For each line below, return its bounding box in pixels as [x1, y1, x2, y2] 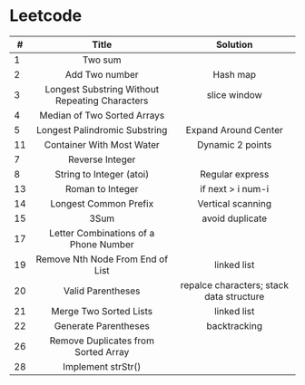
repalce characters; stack [180, 278, 289, 291]
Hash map [212, 68, 257, 81]
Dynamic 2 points [196, 138, 272, 150]
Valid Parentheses [63, 284, 141, 297]
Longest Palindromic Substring [35, 123, 168, 136]
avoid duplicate [202, 212, 268, 225]
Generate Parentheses [54, 319, 150, 332]
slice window [206, 88, 263, 101]
